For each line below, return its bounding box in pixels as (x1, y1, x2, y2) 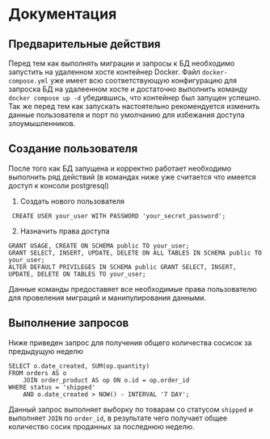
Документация (8, 5, 117, 23)
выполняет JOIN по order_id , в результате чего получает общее (8, 413, 228, 423)
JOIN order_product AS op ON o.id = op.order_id (23, 376, 190, 384)
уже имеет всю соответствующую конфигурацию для (49, 76, 237, 85)
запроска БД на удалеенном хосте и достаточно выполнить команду (8, 84, 248, 94)
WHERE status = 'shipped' (8, 383, 95, 391)
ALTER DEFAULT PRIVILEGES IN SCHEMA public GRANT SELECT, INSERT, (8, 263, 237, 271)
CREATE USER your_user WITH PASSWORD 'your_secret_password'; (11, 212, 226, 220)
